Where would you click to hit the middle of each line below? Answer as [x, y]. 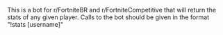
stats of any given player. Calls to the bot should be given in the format [108, 17]
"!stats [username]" [35, 24]
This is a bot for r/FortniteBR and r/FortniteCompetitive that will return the [112, 10]
